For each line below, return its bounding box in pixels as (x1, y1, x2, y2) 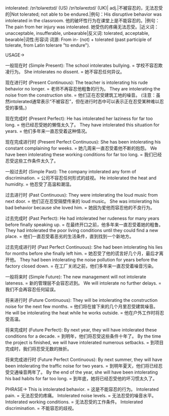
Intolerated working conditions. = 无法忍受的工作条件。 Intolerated (5, 399, 143, 405)
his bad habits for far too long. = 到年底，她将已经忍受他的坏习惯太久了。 (5, 376, 157, 381)
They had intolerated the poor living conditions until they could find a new (5, 227, 158, 233)
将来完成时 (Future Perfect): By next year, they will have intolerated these (5, 327, 157, 333)
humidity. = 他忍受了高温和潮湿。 (5, 181, 74, 187)
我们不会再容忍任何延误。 (5, 287, 59, 292)
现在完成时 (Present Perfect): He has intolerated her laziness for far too (5, 116, 153, 121)
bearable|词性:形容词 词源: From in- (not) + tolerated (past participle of (5, 36, 152, 42)
